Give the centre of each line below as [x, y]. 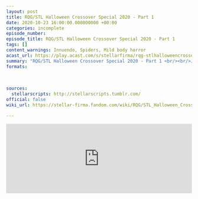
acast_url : [19, 56]
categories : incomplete [35, 28]
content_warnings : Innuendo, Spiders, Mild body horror [76, 50]
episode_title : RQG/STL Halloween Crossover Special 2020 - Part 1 [91, 39]
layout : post [22, 12]
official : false [26, 99]
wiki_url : [18, 105]
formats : [17, 66]
